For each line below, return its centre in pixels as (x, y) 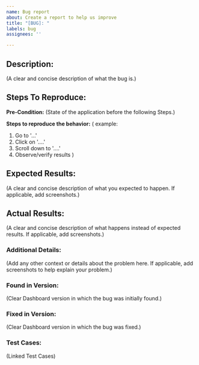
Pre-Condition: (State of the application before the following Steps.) (91, 112)
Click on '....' (30, 142)
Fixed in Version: (31, 314)
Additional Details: (34, 250)
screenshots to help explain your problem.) (59, 270)
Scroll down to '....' (38, 148)
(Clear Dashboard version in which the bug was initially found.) (84, 298)
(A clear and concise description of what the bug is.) (71, 78)
